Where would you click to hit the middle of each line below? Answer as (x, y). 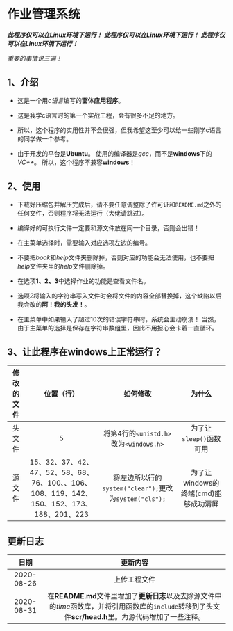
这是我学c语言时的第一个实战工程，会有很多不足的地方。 (98, 115)
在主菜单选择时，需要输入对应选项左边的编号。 (84, 242)
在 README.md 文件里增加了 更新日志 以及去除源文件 (131, 596)
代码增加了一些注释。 (170, 617)
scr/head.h (89, 617)
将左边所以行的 (138, 478)
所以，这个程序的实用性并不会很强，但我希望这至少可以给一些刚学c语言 (119, 130)
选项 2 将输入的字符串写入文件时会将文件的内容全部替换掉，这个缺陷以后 (119, 296)
